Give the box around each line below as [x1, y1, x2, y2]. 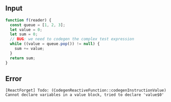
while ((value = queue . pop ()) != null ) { [10, 41, 100, 46]
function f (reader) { [5, 17, 52, 22]
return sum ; [10, 56, 36, 61]
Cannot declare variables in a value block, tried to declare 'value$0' [5, 92, 164, 97]
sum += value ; [14, 46, 45, 52]
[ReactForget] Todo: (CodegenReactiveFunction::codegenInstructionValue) [5, 88, 167, 93]
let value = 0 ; [10, 27, 43, 32]
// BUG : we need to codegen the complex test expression [10, 37, 135, 42]
